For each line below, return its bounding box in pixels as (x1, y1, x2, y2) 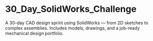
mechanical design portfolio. (5, 30, 64, 36)
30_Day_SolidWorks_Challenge (5, 3, 137, 15)
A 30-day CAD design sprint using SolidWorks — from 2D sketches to (5, 20, 149, 26)
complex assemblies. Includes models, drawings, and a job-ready (5, 25, 140, 31)
